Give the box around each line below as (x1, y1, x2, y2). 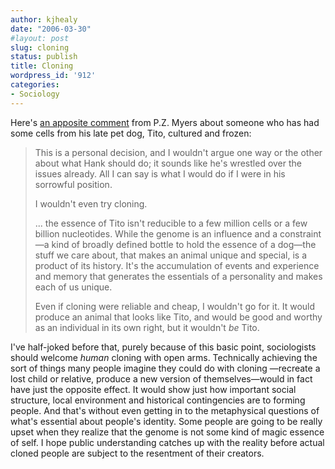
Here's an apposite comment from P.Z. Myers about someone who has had (10, 116, 320, 128)
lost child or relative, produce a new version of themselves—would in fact (10, 372, 313, 385)
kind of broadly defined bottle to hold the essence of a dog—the (51, 238, 317, 250)
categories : (10, 80, 60, 90)
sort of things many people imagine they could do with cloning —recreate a (10, 362, 321, 374)
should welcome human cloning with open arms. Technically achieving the (10, 351, 318, 363)
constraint (279, 227, 322, 240)
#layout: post (10, 33, 70, 43)
